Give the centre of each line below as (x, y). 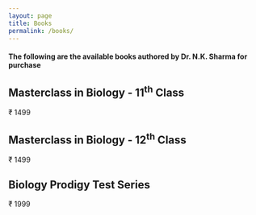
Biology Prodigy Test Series (80, 185)
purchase (25, 64)
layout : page (30, 16)
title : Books (30, 23)
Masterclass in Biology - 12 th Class (98, 139)
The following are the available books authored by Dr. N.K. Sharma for (128, 56)
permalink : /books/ (41, 31)
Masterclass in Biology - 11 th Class (97, 92)
